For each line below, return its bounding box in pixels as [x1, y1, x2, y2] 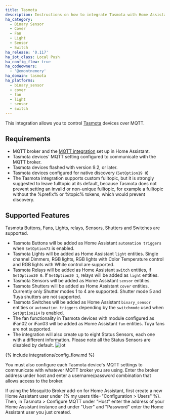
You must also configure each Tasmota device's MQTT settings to [5, 361, 143, 367]
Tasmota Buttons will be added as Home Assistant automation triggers [12, 240, 162, 246]
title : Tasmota [5, 7, 37, 13]
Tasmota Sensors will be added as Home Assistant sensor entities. [12, 277, 151, 283]
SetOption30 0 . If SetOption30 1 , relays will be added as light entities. [12, 272, 159, 278]
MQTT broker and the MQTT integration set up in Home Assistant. [12, 148, 150, 154]
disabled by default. [12, 342, 54, 348]
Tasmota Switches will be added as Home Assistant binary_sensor [12, 299, 151, 305]
